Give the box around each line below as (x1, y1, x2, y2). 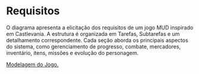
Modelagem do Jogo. (6, 61, 59, 68)
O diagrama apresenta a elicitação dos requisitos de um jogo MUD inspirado (6, 24, 194, 31)
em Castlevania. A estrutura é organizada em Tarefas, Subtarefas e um (6, 30, 180, 37)
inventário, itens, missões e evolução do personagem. (6, 49, 139, 56)
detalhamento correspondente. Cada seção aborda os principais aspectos (6, 36, 189, 44)
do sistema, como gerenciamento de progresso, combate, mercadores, (6, 43, 181, 50)
